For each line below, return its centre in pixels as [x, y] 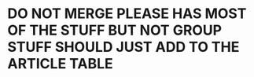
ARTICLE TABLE [60, 64]
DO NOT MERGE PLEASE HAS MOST [127, 14]
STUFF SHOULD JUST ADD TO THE [123, 47]
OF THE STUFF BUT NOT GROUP [114, 30]
